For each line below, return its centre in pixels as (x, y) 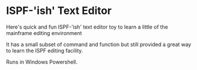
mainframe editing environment (44, 33)
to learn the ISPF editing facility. (45, 50)
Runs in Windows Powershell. (42, 62)
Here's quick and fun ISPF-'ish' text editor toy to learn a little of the (87, 27)
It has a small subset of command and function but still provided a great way (99, 44)
